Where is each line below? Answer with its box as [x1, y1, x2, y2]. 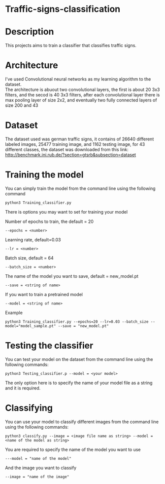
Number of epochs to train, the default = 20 [5, 219, 94, 224]
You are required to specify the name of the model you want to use [5, 446, 141, 452]
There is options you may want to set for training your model [5, 209, 128, 215]
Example [5, 309, 23, 315]
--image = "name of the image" [5, 474, 69, 479]
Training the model [5, 169, 84, 180]
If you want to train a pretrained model [5, 291, 83, 297]
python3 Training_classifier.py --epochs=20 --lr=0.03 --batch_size [5, 319, 149, 324]
